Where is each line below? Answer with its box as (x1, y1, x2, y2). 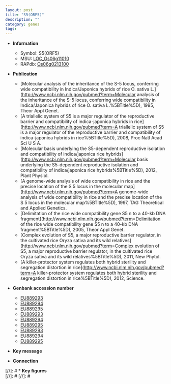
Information (12, 40, 39, 46)
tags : (5, 26, 17, 32)
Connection (12, 358, 38, 364)
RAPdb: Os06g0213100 (20, 61, 69, 67)
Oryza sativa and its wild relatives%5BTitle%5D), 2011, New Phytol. (20, 254, 161, 260)
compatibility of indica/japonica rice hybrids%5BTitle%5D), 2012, (20, 167, 157, 173)
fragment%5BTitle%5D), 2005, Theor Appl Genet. (20, 227, 125, 233)
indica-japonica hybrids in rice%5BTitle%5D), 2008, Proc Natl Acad (20, 135, 162, 141)
